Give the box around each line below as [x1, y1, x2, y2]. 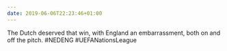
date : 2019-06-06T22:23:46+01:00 [7, 10, 103, 17]
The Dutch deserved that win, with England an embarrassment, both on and [7, 29, 221, 37]
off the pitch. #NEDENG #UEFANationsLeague [7, 35, 137, 44]
